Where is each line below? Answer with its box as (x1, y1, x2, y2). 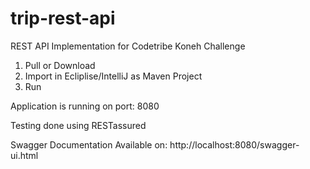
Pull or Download (24, 59, 96, 71)
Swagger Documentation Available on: (10, 138, 168, 151)
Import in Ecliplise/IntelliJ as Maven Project (24, 70, 203, 82)
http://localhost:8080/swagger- (169, 138, 300, 151)
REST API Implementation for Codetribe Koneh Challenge (10, 40, 246, 52)
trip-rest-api (10, 7, 116, 30)
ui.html (10, 149, 39, 161)
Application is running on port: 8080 (10, 100, 160, 112)
